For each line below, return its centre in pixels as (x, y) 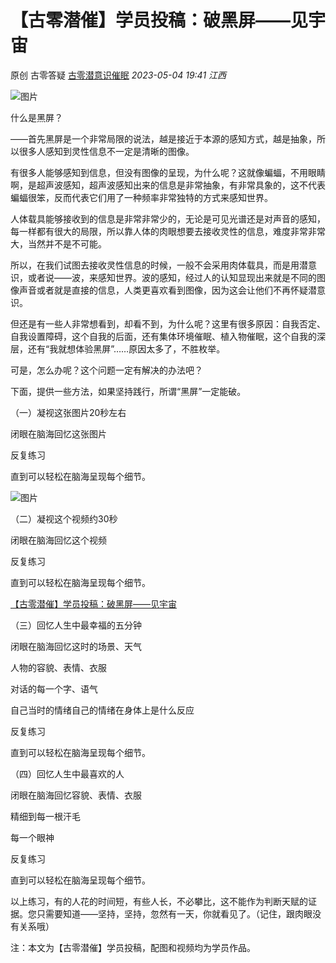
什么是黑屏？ (36, 117)
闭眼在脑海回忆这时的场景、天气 (76, 646)
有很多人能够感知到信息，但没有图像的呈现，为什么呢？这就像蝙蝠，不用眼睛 (168, 172)
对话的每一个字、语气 (54, 688)
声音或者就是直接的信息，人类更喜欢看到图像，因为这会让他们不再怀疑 (163, 290)
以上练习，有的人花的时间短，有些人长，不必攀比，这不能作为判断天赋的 (159, 901)
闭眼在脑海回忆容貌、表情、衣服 (76, 795)
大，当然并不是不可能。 (58, 243)
